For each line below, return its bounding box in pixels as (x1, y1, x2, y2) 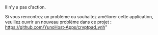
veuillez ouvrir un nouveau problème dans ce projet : (5, 19, 112, 25)
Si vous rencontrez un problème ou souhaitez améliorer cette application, (5, 14, 154, 19)
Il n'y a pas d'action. (5, 4, 46, 10)
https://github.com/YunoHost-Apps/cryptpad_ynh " (5, 24, 107, 30)
